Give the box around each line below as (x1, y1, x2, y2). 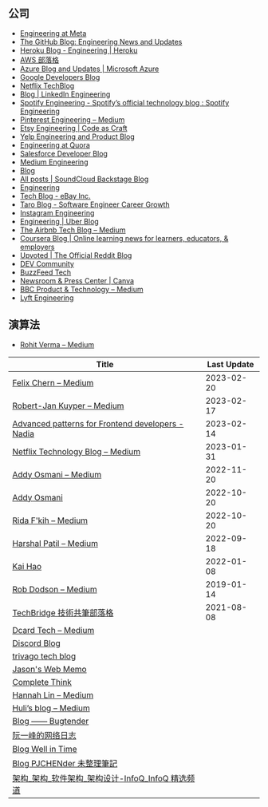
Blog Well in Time (12, 743, 77, 754)
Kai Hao (12, 560, 42, 572)
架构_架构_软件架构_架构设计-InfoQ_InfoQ (12, 773, 169, 784)
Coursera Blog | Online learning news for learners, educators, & (19, 233, 229, 243)
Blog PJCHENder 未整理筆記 (12, 758, 118, 769)
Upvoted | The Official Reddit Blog (19, 250, 132, 260)
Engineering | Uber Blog (19, 216, 100, 226)
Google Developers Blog (19, 72, 100, 81)
